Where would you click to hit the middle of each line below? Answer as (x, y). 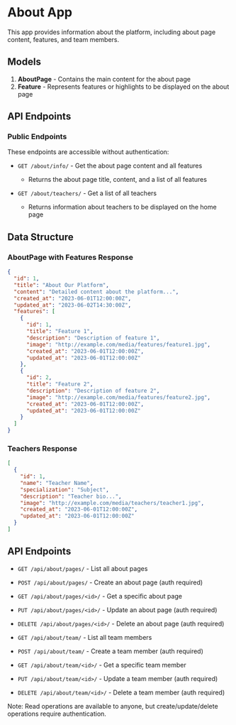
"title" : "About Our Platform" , (62, 285)
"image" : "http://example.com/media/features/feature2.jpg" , (118, 397)
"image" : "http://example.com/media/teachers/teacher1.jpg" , (112, 503)
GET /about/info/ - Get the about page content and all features (110, 166)
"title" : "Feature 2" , (60, 384)
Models (24, 62)
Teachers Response (43, 448)
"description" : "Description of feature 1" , (93, 338)
